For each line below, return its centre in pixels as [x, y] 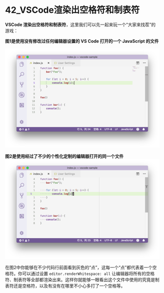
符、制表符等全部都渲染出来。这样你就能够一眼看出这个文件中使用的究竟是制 [82, 279]
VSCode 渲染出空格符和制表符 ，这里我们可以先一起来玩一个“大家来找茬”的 [80, 24]
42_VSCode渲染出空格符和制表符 [72, 10]
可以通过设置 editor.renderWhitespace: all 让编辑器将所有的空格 [88, 273]
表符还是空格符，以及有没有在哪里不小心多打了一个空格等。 [65, 286]
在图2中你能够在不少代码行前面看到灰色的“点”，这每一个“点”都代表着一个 [79, 267]
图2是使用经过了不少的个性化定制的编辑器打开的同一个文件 [64, 156]
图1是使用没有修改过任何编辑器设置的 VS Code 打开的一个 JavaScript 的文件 [82, 41]
